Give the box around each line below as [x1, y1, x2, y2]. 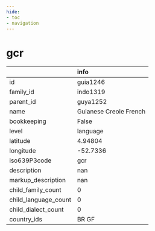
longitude [9, 147, 36, 155]
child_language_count [9, 195, 71, 204]
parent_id [9, 98, 36, 106]
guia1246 [77, 78, 106, 86]
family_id [9, 88, 34, 97]
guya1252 [77, 98, 107, 106]
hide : [6, 8, 20, 15]
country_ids [9, 215, 42, 224]
